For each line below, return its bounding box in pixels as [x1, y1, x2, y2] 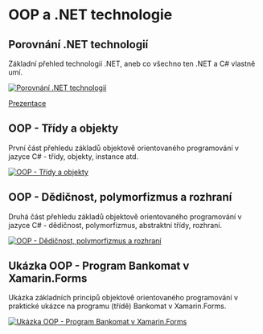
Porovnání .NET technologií [8, 38, 149, 51]
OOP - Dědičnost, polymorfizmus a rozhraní [8, 190, 232, 204]
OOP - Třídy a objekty [8, 122, 119, 136]
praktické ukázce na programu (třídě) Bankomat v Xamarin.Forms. [8, 301, 227, 311]
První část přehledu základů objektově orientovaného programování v [8, 143, 240, 153]
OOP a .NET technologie [8, 6, 173, 24]
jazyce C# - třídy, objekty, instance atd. [8, 151, 139, 161]
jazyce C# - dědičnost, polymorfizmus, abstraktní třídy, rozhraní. [8, 220, 223, 230]
